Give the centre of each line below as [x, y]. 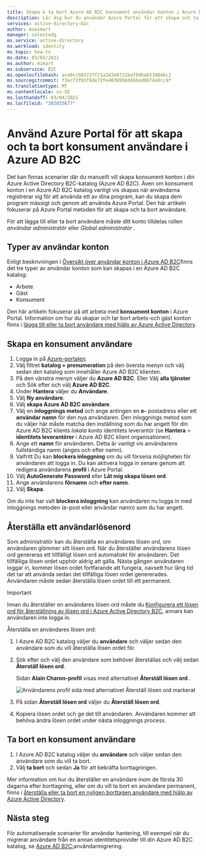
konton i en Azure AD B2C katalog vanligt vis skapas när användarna [94, 190]
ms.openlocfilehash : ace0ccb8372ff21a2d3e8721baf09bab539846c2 [89, 75]
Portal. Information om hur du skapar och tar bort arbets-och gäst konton [99, 318]
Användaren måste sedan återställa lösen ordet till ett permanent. [89, 581]
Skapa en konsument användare [70, 344]
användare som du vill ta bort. [53, 761]
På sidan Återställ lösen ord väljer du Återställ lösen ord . [88, 702]
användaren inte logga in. [39, 618]
